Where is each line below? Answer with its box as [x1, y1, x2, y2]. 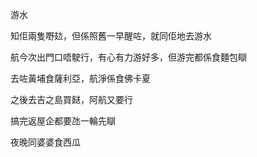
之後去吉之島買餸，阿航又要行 [10, 94, 133, 105]
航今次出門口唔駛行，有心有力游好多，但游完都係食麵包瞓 [10, 51, 247, 63]
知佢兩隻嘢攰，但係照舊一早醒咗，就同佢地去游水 [10, 30, 212, 42]
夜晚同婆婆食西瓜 [10, 136, 81, 148]
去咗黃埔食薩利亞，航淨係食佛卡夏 [10, 73, 151, 84]
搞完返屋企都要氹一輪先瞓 [10, 115, 116, 127]
